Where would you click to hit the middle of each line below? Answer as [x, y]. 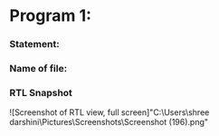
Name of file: [38, 69]
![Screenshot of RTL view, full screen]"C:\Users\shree [109, 112]
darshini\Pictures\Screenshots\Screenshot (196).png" [109, 122]
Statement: [35, 44]
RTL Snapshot [41, 92]
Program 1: [51, 16]
